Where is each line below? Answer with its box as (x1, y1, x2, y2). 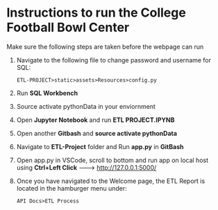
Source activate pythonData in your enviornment (16, 102, 156, 110)
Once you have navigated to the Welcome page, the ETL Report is (16, 177, 206, 185)
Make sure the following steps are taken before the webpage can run (6, 42, 204, 51)
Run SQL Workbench (16, 89, 78, 97)
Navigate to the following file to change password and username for (16, 55, 212, 64)
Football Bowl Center (6, 19, 130, 35)
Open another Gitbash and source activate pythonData (16, 129, 178, 137)
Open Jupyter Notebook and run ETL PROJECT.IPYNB (16, 116, 175, 124)
